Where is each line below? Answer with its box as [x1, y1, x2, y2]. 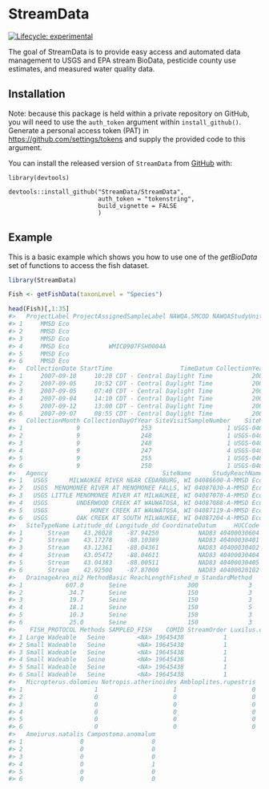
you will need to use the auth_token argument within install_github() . [8, 117, 242, 127]
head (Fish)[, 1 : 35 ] [8, 305, 70, 313]
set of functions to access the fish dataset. [8, 260, 150, 270]
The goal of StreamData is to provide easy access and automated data [8, 47, 241, 56]
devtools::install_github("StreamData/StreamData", [8, 188, 184, 196]
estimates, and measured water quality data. [8, 63, 155, 73]
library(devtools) [8, 173, 70, 181]
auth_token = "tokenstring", [97, 194, 195, 203]
